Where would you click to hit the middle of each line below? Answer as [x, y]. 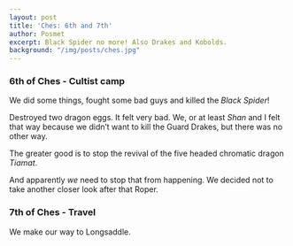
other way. [29, 136]
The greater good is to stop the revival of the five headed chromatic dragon [147, 154]
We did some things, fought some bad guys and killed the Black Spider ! [139, 100]
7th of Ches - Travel [52, 212]
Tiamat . [23, 163]
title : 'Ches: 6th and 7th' [61, 26]
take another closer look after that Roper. [84, 189]
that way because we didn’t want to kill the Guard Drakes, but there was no [146, 127]
